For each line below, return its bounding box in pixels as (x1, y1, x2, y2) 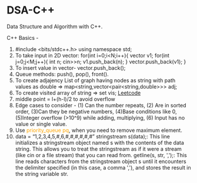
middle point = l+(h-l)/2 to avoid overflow (15, 95, 115, 103)
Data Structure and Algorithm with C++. (6, 23, 103, 30)
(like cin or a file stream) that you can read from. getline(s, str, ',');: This (15, 151, 187, 158)
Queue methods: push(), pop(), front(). (15, 70, 109, 77)
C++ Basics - (6, 34, 39, 41)
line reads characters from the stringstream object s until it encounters (15, 158, 187, 165)
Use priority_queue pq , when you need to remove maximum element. (15, 127, 183, 134)
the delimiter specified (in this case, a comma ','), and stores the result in (15, 164, 192, 171)
